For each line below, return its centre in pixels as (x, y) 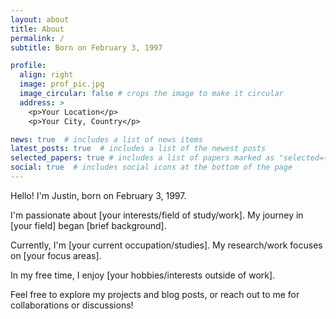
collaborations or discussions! (72, 305)
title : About (37, 29)
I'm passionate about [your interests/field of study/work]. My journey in (157, 215)
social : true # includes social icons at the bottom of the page (151, 167)
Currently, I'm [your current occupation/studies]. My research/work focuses (166, 245)
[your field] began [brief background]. (88, 225)
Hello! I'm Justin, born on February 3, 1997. (98, 195)
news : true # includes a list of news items (106, 139)
